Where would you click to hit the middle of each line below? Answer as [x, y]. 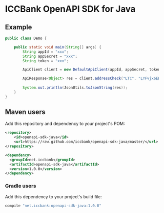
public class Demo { [26, 38]
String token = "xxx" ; [46, 61]
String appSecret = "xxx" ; [50, 56]
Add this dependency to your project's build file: [53, 196]
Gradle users [21, 186]
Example [19, 27]
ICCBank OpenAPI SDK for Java [70, 9]
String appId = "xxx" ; [46, 52]
